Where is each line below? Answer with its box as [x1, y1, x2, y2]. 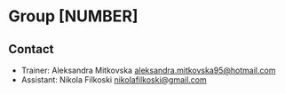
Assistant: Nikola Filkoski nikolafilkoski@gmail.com [20, 74, 208, 85]
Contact [8, 42, 54, 57]
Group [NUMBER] [8, 6, 139, 27]
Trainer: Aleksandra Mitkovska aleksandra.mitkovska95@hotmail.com [20, 65, 276, 75]
